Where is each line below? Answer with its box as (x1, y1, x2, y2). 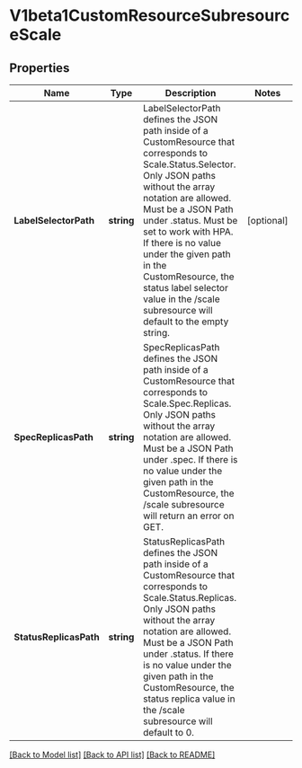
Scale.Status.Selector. (143, 158, 236, 171)
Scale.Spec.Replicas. (143, 397, 232, 410)
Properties (9, 60, 70, 75)
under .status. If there (143, 648, 234, 660)
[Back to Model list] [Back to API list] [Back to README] (9, 749, 216, 760)
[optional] (246, 215, 289, 226)
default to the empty (143, 315, 229, 328)
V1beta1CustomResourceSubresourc (9, 5, 290, 26)
